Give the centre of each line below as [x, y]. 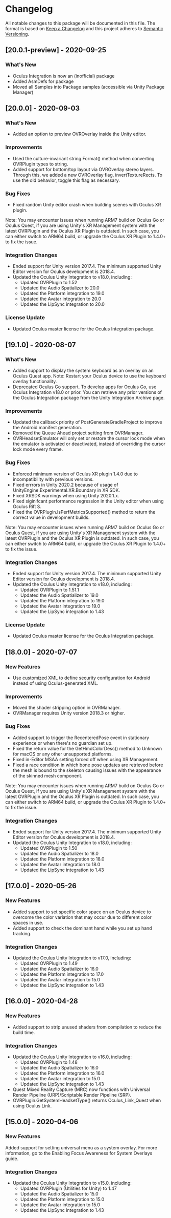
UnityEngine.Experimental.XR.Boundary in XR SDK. [66, 490]
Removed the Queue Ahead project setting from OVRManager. [78, 433]
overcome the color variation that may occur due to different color [82, 917]
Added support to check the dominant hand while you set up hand [82, 928]
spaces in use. [28, 922]
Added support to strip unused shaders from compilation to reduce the [87, 1027]
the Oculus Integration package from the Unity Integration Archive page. [89, 398]
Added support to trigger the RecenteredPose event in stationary [81, 738]
